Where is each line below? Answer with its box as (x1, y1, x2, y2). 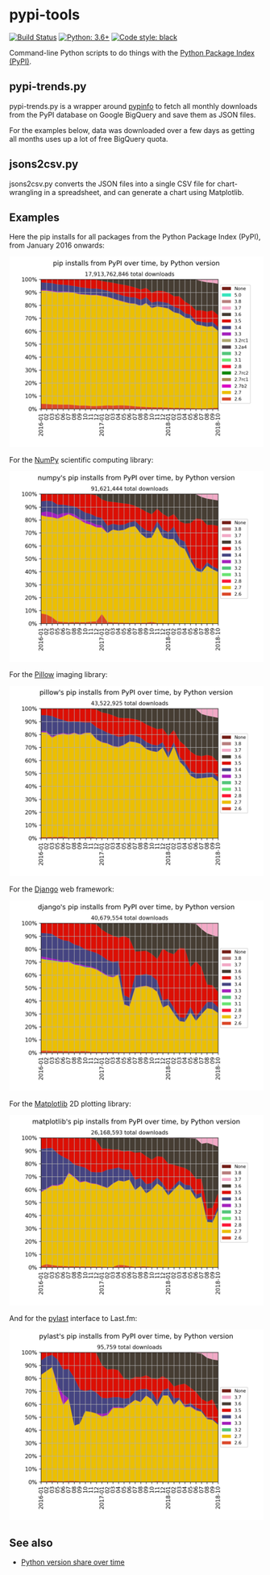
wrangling (9, 187, 43, 197)
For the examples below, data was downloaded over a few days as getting (9, 125, 255, 135)
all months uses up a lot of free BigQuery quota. (9, 134, 168, 143)
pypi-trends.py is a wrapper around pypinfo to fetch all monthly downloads (9, 101, 258, 110)
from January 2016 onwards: (9, 240, 106, 251)
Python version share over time (20, 1557, 125, 1567)
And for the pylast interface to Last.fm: (9, 1314, 138, 1324)
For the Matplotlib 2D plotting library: (9, 1099, 131, 1109)
